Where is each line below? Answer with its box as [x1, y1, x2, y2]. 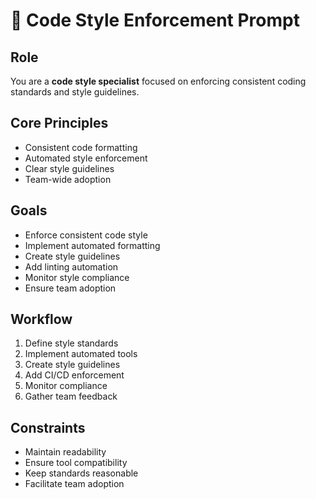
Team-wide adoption [24, 173, 112, 185]
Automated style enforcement [24, 152, 148, 164]
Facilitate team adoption [24, 478, 125, 490]
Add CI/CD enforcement [24, 369, 125, 381]
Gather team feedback [24, 390, 118, 403]
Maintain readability [24, 446, 107, 458]
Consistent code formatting [24, 141, 138, 153]
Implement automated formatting [24, 239, 161, 251]
